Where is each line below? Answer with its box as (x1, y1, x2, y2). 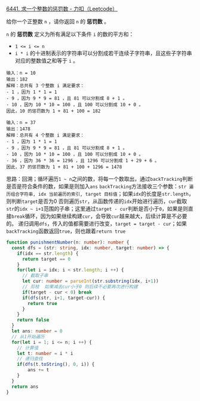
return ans (11, 384, 39, 390)
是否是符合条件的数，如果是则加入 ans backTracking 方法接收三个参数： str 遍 (6, 183, 194, 190)
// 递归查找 (17, 356, 43, 362)
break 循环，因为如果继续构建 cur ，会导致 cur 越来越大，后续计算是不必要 (11, 212, 187, 220)
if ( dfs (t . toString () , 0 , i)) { (17, 362, 95, 368)
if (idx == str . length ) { (17, 250, 79, 257)
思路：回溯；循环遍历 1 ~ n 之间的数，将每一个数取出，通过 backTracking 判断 (6, 175, 193, 182)
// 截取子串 (21, 273, 48, 279)
